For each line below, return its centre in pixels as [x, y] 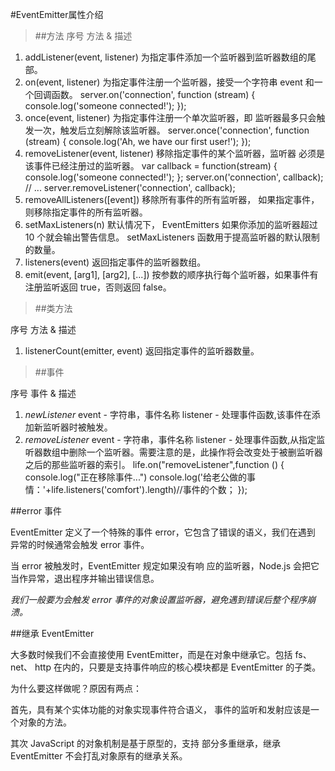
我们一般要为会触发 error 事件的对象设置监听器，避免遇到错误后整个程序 [159, 599]
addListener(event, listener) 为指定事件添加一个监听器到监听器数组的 [166, 57]
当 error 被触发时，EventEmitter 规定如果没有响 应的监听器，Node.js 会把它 [165, 566]
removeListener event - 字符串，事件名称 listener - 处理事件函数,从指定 [170, 439]
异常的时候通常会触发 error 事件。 [80, 544]
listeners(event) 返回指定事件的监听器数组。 [115, 262]
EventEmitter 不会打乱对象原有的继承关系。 [99, 756]
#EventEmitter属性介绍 [57, 14]
